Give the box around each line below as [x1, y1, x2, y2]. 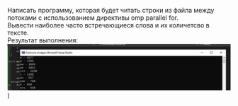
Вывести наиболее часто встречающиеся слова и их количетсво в [7, 21, 210, 29]
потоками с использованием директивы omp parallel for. [7, 13, 179, 22]
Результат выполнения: [7, 36, 79, 45]
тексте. [7, 28, 30, 37]
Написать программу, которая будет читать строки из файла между [7, 6, 215, 14]
